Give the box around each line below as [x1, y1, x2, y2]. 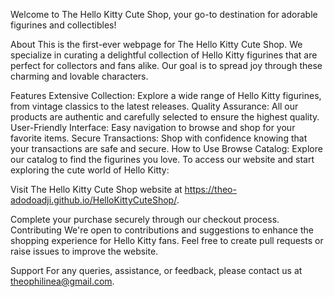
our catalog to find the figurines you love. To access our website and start [10, 154, 315, 165]
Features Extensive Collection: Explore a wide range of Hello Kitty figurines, [10, 90, 322, 101]
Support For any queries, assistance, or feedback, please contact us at [10, 265, 303, 276]
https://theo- [184, 184, 237, 195]
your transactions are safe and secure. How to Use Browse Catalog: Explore [10, 143, 323, 154]
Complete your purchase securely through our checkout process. [10, 214, 280, 225]
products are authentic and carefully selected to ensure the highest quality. [10, 111, 320, 123]
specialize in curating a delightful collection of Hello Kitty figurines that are [10, 49, 318, 61]
